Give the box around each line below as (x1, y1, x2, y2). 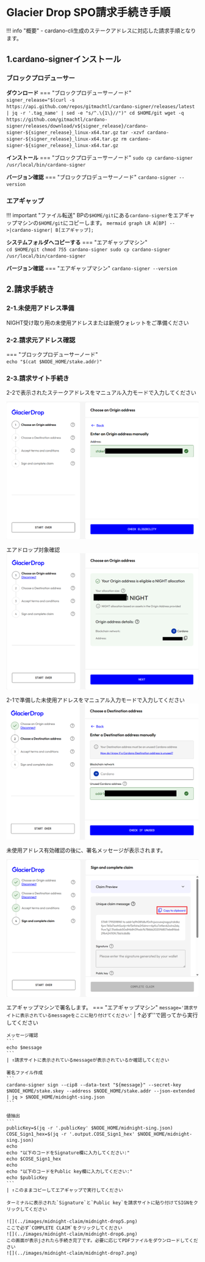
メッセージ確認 (6, 1032, 38, 1038)
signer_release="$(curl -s (6, 97, 75, 103)
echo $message (6, 1044, 43, 1050)
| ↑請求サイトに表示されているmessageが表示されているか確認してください (6, 1057, 170, 1063)
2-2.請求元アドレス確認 (6, 336, 76, 344)
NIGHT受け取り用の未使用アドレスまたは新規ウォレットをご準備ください (6, 319, 189, 326)
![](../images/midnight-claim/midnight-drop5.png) (6, 1218, 138, 1224)
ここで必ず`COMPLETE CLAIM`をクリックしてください (6, 1225, 123, 1231)
